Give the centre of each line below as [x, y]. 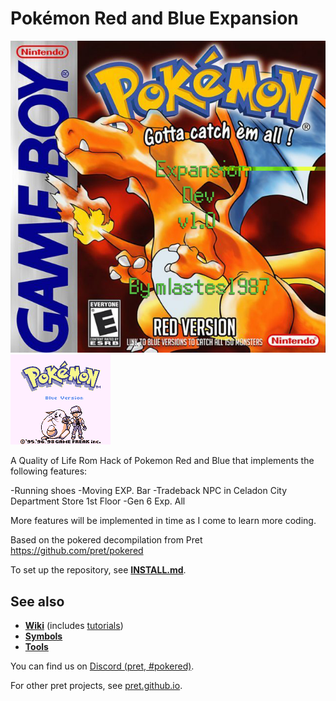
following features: [49, 471]
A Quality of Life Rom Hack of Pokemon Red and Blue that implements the [162, 461]
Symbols [43, 636]
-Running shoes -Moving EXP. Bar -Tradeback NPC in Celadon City [149, 491]
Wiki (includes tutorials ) [74, 626]
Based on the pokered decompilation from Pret [106, 540]
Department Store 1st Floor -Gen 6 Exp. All [98, 501]
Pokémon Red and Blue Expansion [154, 18]
